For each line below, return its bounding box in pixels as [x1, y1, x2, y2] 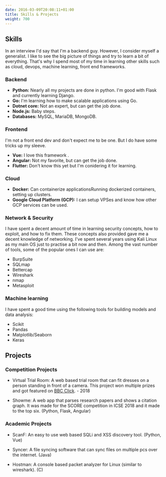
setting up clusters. [12, 192, 52, 198]
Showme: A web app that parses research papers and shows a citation [12, 397, 157, 404]
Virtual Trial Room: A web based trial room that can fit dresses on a [12, 377, 150, 383]
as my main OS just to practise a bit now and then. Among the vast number [5, 241, 158, 248]
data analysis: [5, 312, 34, 318]
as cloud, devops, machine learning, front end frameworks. [5, 64, 126, 70]
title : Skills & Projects [5, 12, 58, 17]
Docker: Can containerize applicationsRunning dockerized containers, [12, 186, 156, 192]
